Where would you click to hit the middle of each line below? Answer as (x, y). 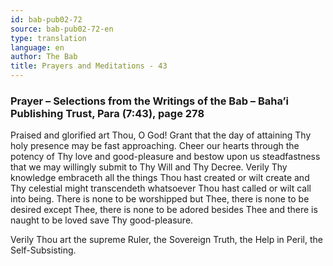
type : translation (48, 38)
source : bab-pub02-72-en (62, 29)
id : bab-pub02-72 (46, 19)
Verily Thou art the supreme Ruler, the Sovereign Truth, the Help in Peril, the (166, 240)
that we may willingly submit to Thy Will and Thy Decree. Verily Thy (149, 167)
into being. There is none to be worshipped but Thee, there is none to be (160, 199)
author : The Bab (44, 57)
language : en (37, 47)
